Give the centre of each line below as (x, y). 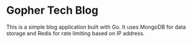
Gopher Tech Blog (52, 10)
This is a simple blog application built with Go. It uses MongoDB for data (96, 27)
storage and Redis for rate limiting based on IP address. (76, 33)
